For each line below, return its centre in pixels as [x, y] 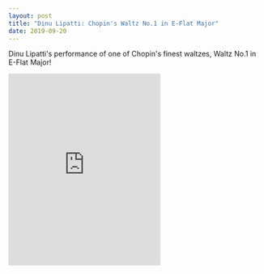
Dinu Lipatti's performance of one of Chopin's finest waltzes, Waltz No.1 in [132, 54]
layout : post [30, 16]
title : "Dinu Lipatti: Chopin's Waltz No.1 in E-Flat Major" [114, 23]
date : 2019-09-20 [38, 31]
